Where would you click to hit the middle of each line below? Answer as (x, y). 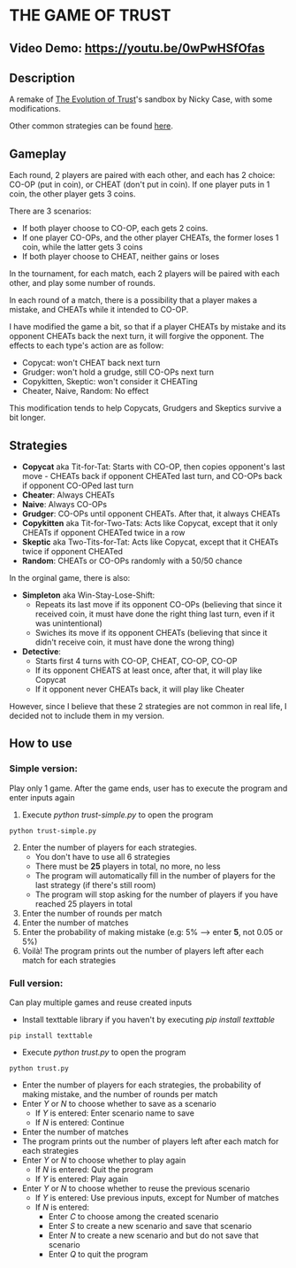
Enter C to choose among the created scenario (133, 1217)
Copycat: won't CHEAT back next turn (91, 363)
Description (42, 77)
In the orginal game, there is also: (70, 578)
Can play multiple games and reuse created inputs (101, 1002)
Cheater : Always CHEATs (68, 495)
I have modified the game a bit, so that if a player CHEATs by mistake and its (148, 327)
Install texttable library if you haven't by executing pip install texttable (148, 1020)
